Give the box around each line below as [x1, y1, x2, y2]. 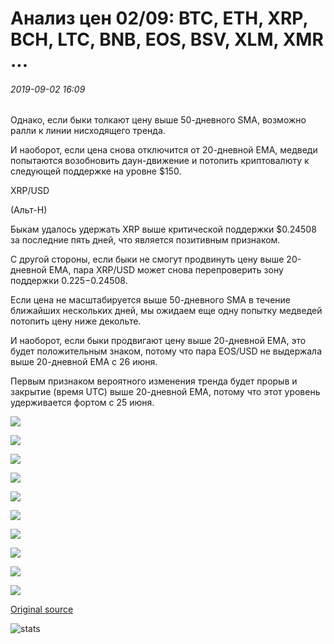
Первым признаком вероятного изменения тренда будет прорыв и [10, 375, 298, 387]
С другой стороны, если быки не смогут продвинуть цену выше [10, 253, 285, 266]
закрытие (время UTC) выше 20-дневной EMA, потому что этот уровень [10, 386, 321, 398]
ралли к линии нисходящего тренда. [10, 125, 166, 137]
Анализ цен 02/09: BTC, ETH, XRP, [10, 7, 308, 30]
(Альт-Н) [10, 204, 48, 216]
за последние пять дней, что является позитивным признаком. [10, 234, 281, 246]
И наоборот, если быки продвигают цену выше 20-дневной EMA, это [10, 335, 307, 347]
